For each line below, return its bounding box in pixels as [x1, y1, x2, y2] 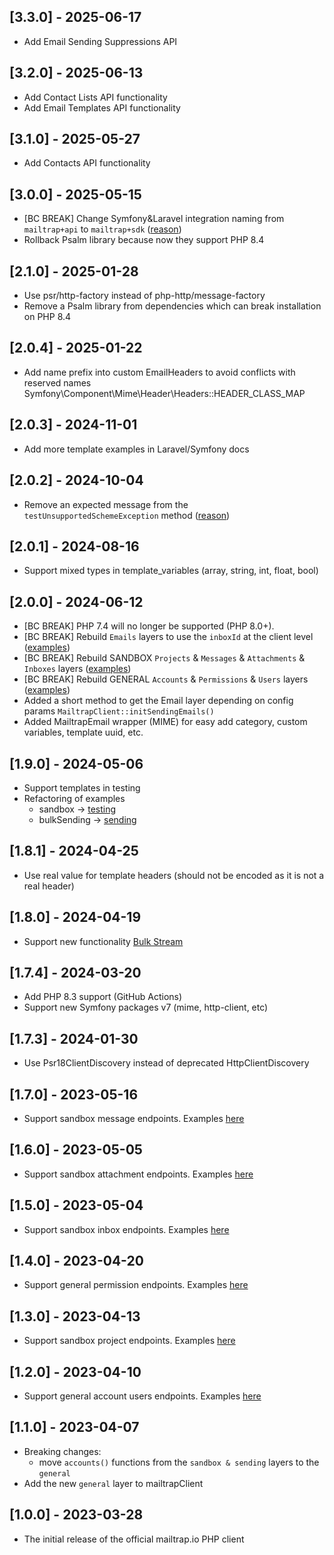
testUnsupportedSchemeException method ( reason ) [23, 509, 231, 521]
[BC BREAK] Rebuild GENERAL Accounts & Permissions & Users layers [23, 673, 309, 685]
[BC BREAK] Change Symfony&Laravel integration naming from [23, 213, 285, 225]
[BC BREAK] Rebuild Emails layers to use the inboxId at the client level [23, 631, 314, 643]
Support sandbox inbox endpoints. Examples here [23, 1223, 230, 1235]
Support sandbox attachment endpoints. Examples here [23, 1168, 254, 1180]
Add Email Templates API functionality [23, 101, 181, 114]
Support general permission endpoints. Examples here [23, 1279, 249, 1291]
